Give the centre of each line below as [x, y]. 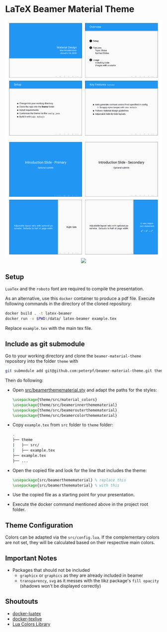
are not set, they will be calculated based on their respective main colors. [80, 543]
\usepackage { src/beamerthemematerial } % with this [66, 485]
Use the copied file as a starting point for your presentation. [74, 495]
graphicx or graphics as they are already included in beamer [81, 575]
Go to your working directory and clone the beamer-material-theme [73, 356]
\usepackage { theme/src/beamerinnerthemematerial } [65, 405]
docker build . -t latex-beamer [39, 314]
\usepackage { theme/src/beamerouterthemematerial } [65, 410]
